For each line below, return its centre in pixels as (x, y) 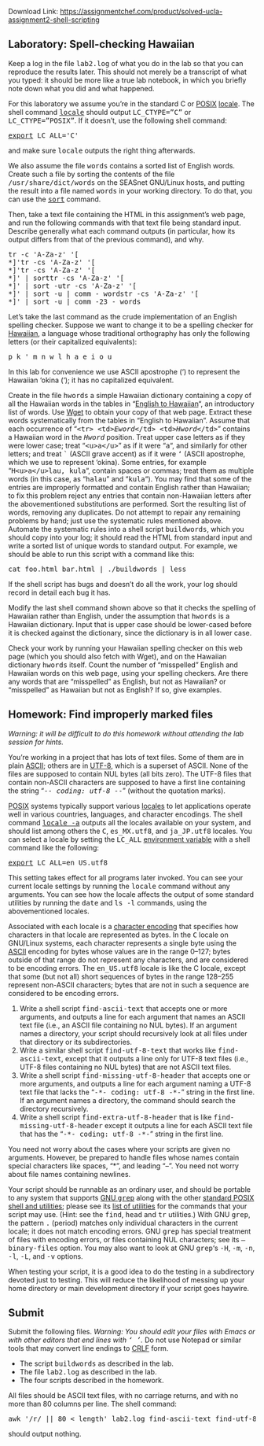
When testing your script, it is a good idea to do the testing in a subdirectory (131, 1271)
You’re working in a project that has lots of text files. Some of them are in (126, 757)
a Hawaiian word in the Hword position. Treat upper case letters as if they (127, 437)
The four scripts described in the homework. (92, 1381)
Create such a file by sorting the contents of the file (92, 174)
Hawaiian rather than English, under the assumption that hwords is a (119, 616)
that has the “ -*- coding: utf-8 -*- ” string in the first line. (121, 1134)
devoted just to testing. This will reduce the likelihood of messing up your (126, 1280)
